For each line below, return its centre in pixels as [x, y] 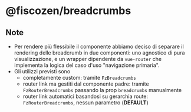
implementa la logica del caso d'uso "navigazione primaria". [87, 65]
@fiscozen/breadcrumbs [68, 11]
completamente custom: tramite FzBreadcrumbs [79, 78]
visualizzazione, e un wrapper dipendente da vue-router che [88, 59]
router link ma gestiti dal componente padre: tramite [86, 84]
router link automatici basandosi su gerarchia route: [85, 96]
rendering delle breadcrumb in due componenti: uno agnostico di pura [99, 53]
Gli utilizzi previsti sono [42, 71]
